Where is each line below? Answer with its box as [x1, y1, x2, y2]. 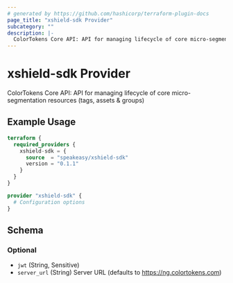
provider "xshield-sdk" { [7, 192, 82, 199]
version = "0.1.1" [25, 160, 79, 167]
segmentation [7, 96, 46, 105]
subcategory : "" [7, 23, 54, 30]
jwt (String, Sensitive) [17, 261, 80, 269]
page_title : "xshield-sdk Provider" [7, 17, 113, 24]
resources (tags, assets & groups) [47, 96, 145, 105]
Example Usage [7, 116, 76, 128]
